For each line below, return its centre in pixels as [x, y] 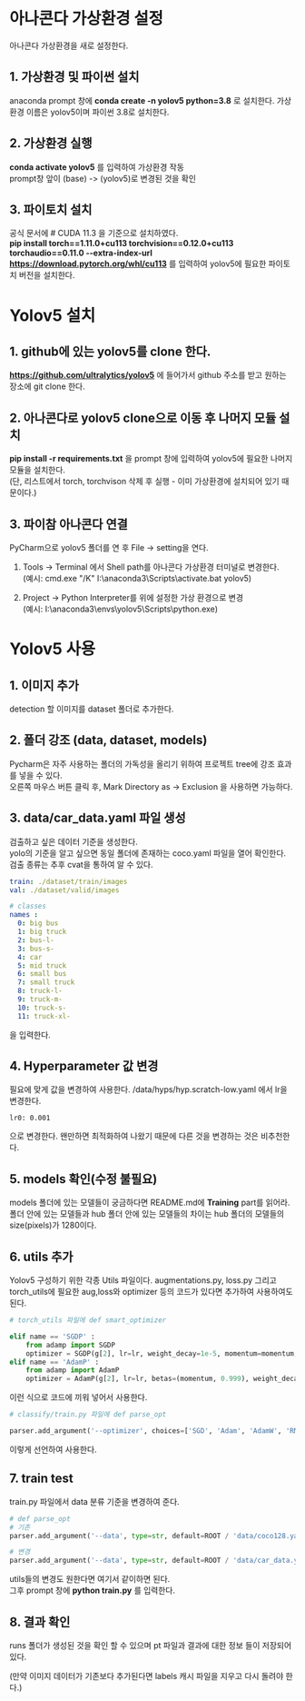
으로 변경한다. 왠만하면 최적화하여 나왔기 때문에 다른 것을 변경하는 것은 [134, 1136]
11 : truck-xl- [44, 1016]
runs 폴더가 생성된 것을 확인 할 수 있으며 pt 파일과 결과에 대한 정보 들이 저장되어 [151, 1645]
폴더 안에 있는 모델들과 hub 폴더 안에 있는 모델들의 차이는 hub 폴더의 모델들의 [147, 1214]
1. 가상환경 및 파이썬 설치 [74, 77]
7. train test [42, 1479]
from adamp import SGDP [71, 1345]
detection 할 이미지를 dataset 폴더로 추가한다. [92, 709]
